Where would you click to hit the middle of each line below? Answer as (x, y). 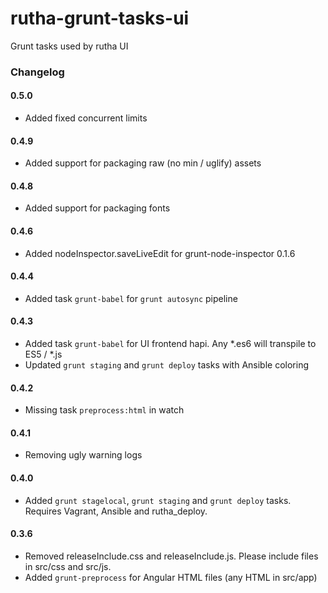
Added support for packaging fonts (97, 208)
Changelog (37, 72)
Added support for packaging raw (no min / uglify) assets (143, 163)
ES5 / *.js (43, 354)
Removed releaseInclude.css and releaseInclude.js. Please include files (171, 556)
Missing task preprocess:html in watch (104, 410)
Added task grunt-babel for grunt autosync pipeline (131, 298)
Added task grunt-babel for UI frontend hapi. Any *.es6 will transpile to (170, 344)
